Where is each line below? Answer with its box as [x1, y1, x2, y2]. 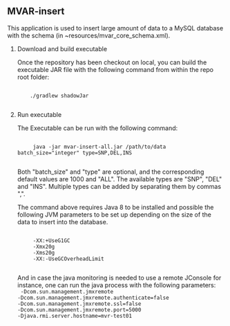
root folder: [17, 73, 50, 81]
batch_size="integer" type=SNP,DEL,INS [17, 149, 133, 156]
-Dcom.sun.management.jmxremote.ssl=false [17, 300, 142, 307]
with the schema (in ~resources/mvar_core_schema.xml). [7, 31, 171, 39]
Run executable [17, 110, 62, 118]
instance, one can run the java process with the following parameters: [17, 280, 216, 289]
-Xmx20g [32, 243, 55, 250]
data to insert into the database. [17, 217, 108, 226]
